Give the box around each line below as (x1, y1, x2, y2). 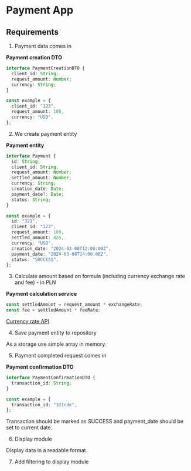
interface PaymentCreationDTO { (6, 65, 85, 71)
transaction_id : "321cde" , (11, 402, 77, 407)
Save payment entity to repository (14, 329, 97, 336)
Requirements (6, 27, 59, 37)
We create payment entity (14, 130, 77, 137)
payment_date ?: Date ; (11, 191, 64, 197)
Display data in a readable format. (6, 447, 88, 454)
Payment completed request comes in (14, 352, 107, 359)
